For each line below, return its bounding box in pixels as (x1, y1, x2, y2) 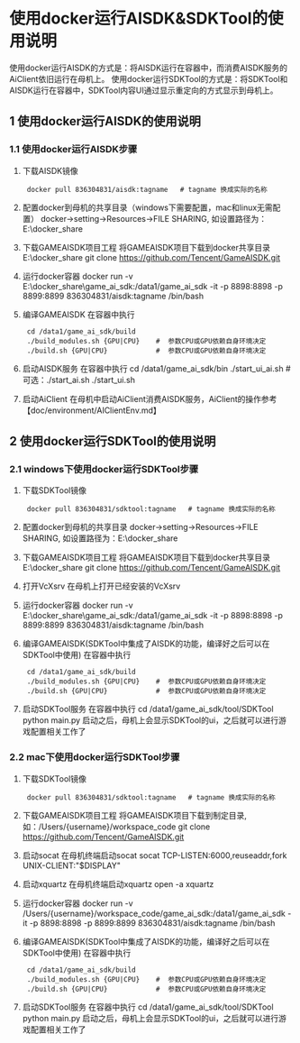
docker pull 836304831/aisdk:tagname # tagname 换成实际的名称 (26, 185, 268, 194)
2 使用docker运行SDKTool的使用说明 (9, 434, 216, 449)
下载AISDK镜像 (22, 165, 78, 176)
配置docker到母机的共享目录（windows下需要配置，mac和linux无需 (22, 202, 273, 213)
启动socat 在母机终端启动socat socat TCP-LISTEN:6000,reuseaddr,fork (22, 849, 287, 861)
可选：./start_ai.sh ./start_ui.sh (22, 374, 135, 385)
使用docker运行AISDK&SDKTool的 (9, 8, 268, 29)
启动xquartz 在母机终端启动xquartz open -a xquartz (22, 878, 214, 889)
